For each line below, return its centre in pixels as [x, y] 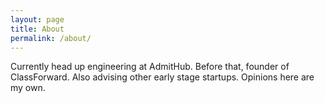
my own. [28, 88]
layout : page [37, 19]
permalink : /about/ [51, 38]
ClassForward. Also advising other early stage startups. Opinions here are [162, 77]
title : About [37, 29]
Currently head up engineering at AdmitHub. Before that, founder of [150, 67]
